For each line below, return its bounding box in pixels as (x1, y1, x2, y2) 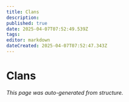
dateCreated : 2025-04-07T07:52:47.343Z (6, 43, 108, 49)
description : (6, 15, 40, 21)
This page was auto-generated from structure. (6, 89, 124, 96)
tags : (6, 32, 20, 38)
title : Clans (6, 8, 40, 15)
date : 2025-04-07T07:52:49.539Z (6, 25, 88, 32)
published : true (6, 20, 47, 26)
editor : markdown (6, 37, 51, 43)
